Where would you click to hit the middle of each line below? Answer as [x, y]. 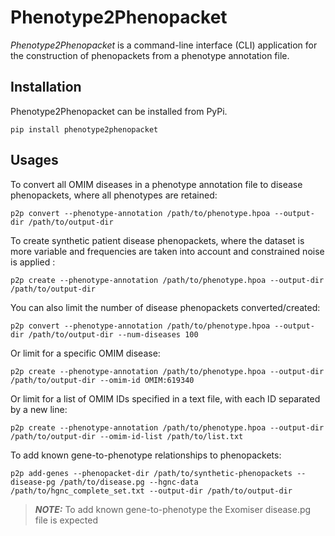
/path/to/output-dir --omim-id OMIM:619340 [102, 380]
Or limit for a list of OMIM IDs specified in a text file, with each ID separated [165, 398]
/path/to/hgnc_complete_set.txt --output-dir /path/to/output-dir [151, 491]
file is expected [66, 520]
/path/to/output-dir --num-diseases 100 [113, 334]
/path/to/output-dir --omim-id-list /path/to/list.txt [127, 436]
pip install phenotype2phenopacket [84, 129]
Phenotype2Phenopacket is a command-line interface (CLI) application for [164, 45]
